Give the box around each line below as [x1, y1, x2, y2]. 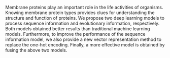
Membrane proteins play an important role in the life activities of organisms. [5, 5, 163, 10]
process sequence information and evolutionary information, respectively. [5, 20, 160, 26]
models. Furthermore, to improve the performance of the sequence [5, 31, 146, 37]
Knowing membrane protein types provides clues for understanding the [5, 10, 155, 16]
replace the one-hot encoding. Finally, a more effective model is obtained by [5, 42, 165, 47]
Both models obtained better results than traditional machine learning [5, 26, 150, 32]
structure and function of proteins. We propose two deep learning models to [5, 15, 165, 21]
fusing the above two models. [5, 47, 67, 53]
